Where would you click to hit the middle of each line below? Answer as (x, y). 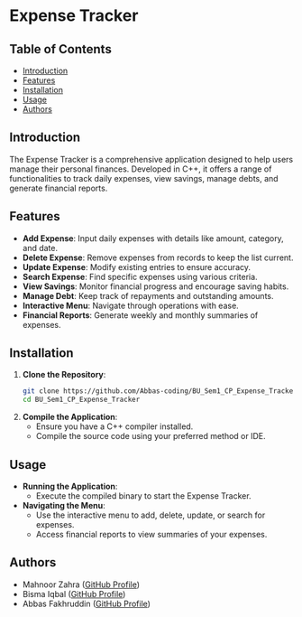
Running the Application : (70, 486)
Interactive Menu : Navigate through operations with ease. (130, 305)
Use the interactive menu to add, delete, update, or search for (151, 515)
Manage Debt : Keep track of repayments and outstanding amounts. (148, 295)
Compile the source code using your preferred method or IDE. (151, 436)
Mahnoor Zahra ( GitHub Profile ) (81, 584)
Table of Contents (61, 49)
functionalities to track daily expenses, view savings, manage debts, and (144, 178)
